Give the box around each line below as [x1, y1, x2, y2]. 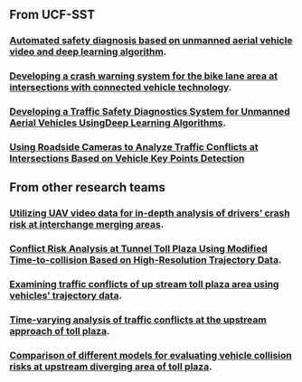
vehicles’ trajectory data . [9, 289, 122, 302]
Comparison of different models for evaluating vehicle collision [9, 349, 292, 362]
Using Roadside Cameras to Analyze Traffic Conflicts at [9, 141, 260, 154]
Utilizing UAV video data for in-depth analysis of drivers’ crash [9, 207, 291, 219]
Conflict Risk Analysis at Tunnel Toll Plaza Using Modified [9, 243, 269, 256]
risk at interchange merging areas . [9, 219, 165, 231]
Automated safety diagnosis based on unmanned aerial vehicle [9, 34, 293, 47]
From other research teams [9, 180, 165, 195]
